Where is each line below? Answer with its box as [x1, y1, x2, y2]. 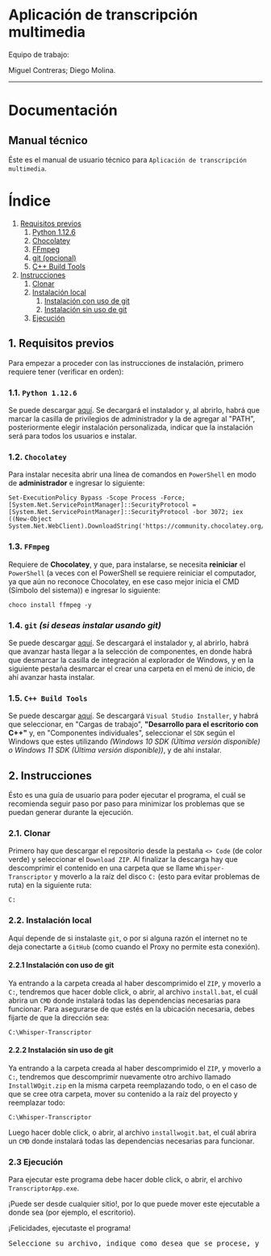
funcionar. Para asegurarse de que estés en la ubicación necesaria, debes [8, 1004, 256, 1013]
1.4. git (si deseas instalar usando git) [8, 619, 161, 630]
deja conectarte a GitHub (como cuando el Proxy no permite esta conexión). [8, 941, 261, 952]
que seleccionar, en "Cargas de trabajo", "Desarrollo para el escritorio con [8, 719, 259, 729]
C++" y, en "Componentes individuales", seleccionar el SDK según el [8, 728, 236, 738]
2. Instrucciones [8, 769, 93, 783]
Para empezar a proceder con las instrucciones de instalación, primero [8, 358, 244, 367]
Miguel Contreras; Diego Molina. [8, 65, 116, 74]
